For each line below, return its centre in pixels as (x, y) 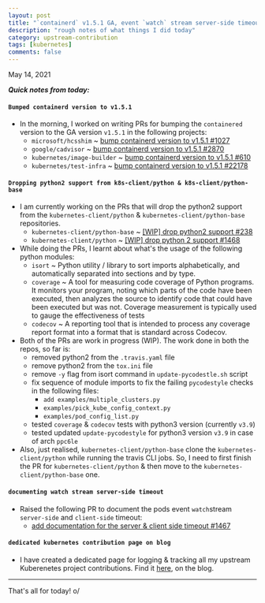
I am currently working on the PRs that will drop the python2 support (131, 207)
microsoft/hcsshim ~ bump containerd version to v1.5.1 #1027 (131, 141)
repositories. (40, 223)
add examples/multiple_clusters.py (101, 400)
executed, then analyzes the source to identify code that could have (142, 299)
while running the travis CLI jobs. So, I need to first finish (159, 458)
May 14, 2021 (30, 74)
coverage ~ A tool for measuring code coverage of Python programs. (143, 282)
